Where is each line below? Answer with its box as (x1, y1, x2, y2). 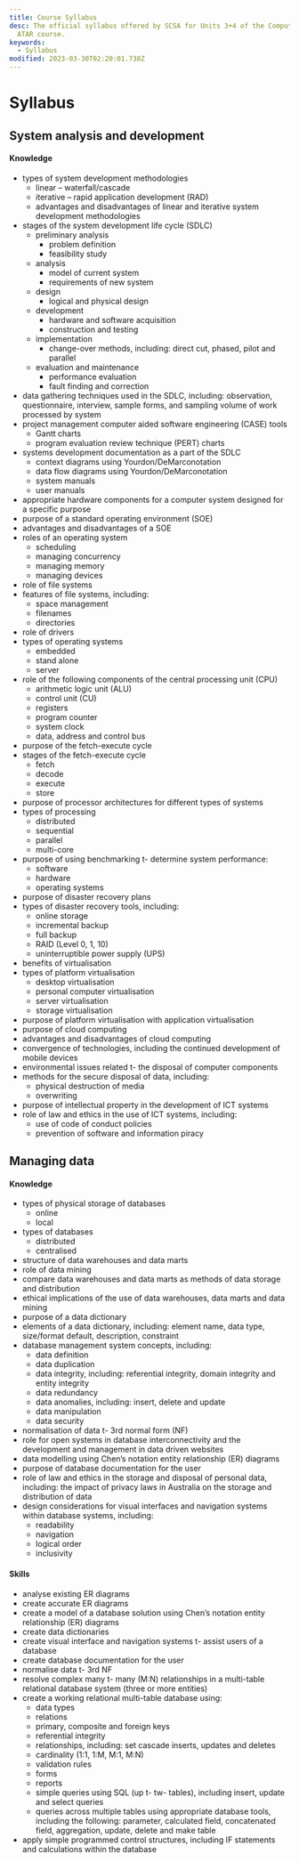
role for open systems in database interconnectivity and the (21, 1435, 241, 1445)
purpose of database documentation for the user (21, 1463, 202, 1474)
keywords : (9, 37, 46, 47)
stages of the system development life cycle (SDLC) (21, 220, 213, 231)
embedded (35, 645, 76, 656)
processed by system (21, 409, 102, 419)
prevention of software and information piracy (35, 1128, 205, 1138)
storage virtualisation (35, 1005, 113, 1016)
